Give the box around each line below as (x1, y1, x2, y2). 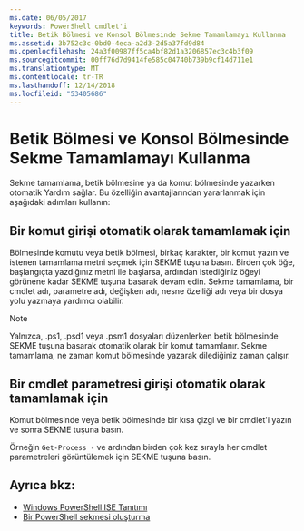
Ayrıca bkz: (9, 477, 75, 493)
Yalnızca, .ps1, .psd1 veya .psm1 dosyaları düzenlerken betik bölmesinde (9, 330, 279, 341)
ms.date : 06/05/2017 (9, 13, 88, 23)
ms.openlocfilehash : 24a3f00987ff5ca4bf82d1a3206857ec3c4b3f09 (9, 47, 254, 56)
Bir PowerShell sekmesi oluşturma (22, 511, 151, 522)
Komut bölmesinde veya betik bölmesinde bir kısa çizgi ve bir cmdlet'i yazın (9, 415, 292, 426)
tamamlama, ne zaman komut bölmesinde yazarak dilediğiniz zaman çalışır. (9, 350, 290, 361)
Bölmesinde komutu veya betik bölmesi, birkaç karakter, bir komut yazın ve (9, 247, 289, 259)
